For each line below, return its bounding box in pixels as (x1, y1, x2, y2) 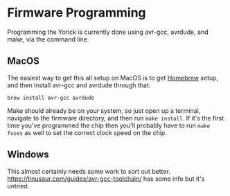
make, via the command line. (7, 35, 89, 43)
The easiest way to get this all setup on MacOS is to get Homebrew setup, (7, 73, 219, 82)
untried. (7, 181, 30, 190)
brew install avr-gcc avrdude (7, 94, 95, 101)
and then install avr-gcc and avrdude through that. (7, 81, 151, 89)
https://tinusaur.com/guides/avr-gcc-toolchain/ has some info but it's (7, 175, 205, 183)
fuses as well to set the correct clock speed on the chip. (7, 128, 168, 136)
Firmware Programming (7, 5, 147, 21)
